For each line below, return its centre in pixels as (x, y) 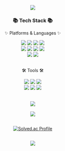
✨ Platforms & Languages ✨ (33, 33)
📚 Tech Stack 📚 (33, 20)
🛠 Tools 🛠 (33, 71)
